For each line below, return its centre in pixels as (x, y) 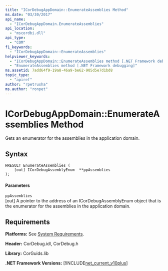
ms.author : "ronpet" (27, 89)
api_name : (15, 19)
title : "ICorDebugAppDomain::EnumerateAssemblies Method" (67, 10)
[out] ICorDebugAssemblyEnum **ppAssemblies (62, 170)
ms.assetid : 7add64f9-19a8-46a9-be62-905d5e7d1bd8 (59, 71)
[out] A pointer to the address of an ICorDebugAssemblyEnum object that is (83, 201)
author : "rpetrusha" (27, 84)
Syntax (16, 154)
